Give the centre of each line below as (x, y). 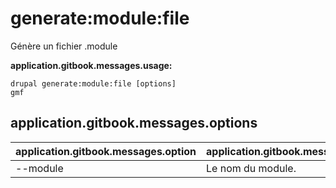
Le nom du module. (251, 168)
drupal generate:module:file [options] (93, 83)
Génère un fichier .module (64, 46)
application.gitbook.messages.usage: (91, 65)
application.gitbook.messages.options (134, 123)
